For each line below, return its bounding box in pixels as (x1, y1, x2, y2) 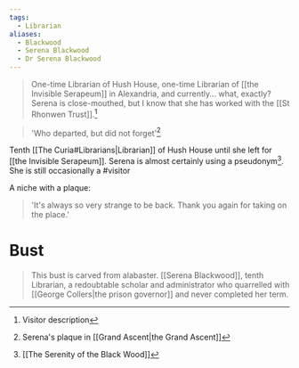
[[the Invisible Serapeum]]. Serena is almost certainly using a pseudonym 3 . (9, 154, 285, 166)
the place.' (30, 209, 69, 219)
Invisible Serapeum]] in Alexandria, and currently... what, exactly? (30, 88, 271, 99)
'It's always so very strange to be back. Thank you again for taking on (30, 200, 287, 210)
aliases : (9, 29, 42, 38)
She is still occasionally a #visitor (9, 165, 131, 176)
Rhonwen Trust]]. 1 (30, 108, 98, 119)
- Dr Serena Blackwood (17, 54, 101, 63)
